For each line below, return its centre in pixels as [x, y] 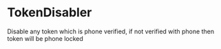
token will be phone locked [45, 38]
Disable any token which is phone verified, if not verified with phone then [111, 31]
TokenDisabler [50, 13]
